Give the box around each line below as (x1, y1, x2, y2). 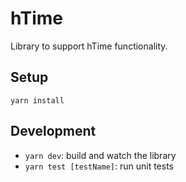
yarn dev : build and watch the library (24, 149, 177, 161)
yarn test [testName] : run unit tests (24, 160, 174, 172)
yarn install (10, 95, 65, 106)
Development (10, 123, 97, 140)
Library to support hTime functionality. (10, 40, 168, 52)
